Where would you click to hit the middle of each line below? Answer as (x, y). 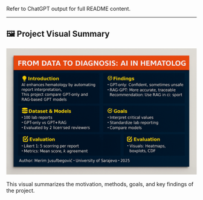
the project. (21, 191)
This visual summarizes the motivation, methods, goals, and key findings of (100, 184)
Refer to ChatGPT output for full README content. (69, 9)
